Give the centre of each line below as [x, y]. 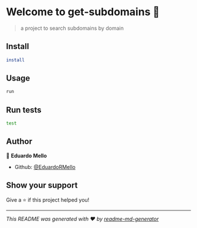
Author [19, 142]
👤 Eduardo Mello [26, 156]
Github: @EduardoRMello [45, 167]
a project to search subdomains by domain [72, 28]
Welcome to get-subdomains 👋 [83, 12]
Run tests [24, 110]
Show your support [42, 186]
